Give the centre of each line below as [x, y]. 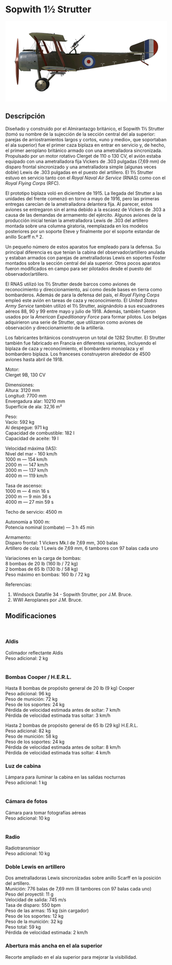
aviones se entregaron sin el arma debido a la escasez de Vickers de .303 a [85, 210]
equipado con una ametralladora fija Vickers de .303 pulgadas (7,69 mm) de [85, 161]
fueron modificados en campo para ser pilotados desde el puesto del [78, 269]
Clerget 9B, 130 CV [25, 375]
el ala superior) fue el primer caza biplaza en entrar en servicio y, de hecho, [85, 145]
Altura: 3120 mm [23, 390]
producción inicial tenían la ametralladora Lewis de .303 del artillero [77, 220]
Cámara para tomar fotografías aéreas [46, 812]
